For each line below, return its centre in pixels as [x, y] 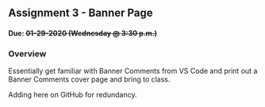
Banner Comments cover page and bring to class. [89, 79]
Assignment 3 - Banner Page [81, 13]
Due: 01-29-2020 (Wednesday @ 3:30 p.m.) [83, 33]
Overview [27, 53]
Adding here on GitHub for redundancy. [73, 95]
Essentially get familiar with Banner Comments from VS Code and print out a [133, 71]
